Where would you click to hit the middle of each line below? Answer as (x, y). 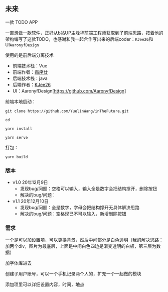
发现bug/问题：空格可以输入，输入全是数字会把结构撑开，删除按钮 (89, 189)
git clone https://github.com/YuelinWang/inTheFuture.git (67, 111)
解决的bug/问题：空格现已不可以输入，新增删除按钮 (73, 214)
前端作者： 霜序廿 (30, 72)
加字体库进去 (18, 263)
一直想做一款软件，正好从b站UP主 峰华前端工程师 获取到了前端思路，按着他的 (84, 33)
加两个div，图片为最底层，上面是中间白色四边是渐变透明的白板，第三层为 (81, 246)
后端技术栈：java (30, 78)
